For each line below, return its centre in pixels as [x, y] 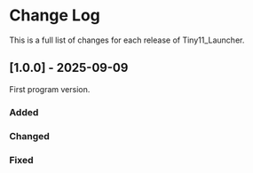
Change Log [55, 16]
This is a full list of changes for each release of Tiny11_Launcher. [127, 40]
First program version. [50, 89]
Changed [30, 136]
